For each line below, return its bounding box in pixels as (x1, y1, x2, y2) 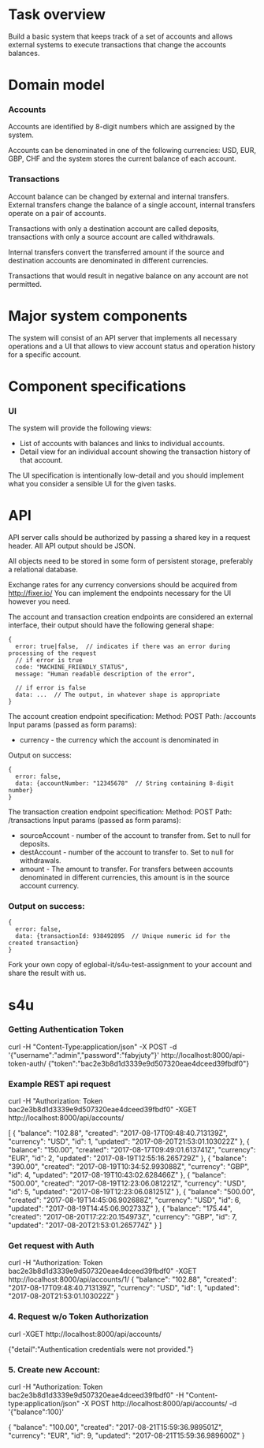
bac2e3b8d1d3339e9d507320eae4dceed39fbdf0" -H (8, 1390, 184, 1400)
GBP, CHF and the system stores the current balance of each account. (8, 154, 236, 163)
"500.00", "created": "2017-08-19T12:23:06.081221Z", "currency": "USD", (8, 1178, 247, 1188)
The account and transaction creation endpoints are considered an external (8, 612, 254, 622)
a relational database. (8, 565, 79, 575)
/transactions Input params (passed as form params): (8, 816, 181, 825)
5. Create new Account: (8, 1364, 101, 1375)
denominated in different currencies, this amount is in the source (19, 873, 230, 882)
